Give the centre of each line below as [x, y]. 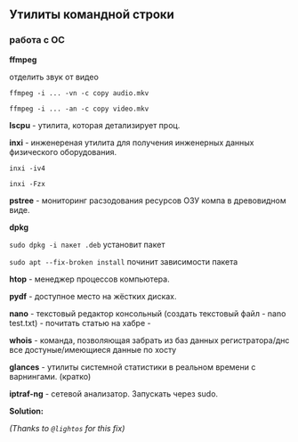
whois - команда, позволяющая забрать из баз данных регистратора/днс [149, 340]
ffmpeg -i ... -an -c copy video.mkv [79, 109]
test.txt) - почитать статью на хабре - [80, 323]
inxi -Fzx [28, 184]
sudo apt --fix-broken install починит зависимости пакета [124, 261]
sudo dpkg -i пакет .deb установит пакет [87, 244]
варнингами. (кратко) [50, 376]
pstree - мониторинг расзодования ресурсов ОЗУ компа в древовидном [148, 201]
